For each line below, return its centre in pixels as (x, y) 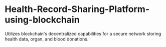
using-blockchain (42, 20)
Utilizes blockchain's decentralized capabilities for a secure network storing (83, 33)
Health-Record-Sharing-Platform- (77, 9)
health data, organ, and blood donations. (47, 39)
